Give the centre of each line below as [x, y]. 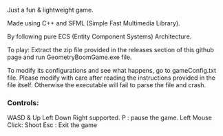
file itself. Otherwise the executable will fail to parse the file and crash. [107, 85]
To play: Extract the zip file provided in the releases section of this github [111, 50]
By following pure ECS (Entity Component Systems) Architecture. [99, 36]
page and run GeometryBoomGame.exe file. [70, 57]
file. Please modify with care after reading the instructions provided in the [111, 78]
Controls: [23, 102]
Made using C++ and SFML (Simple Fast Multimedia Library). [94, 23]
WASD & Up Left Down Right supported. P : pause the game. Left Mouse [109, 118]
